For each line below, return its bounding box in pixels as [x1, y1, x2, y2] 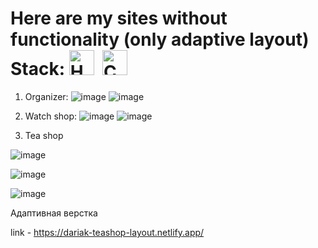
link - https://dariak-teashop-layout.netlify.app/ [10, 226, 205, 238]
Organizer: [24, 90, 69, 102]
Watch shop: [24, 110, 78, 122]
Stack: [10, 58, 66, 81]
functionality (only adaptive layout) [10, 28, 310, 51]
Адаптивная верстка [10, 207, 98, 219]
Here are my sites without [10, 7, 228, 30]
